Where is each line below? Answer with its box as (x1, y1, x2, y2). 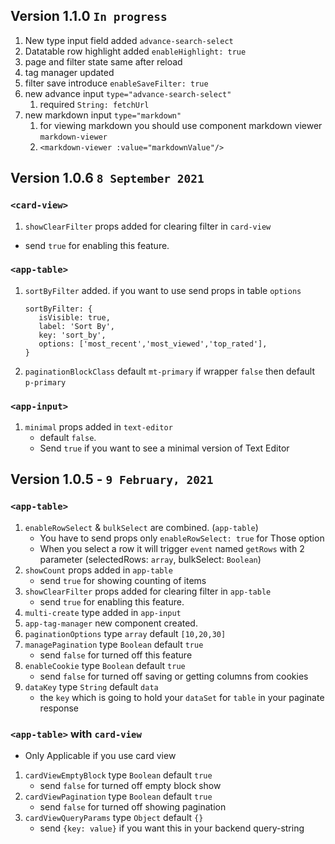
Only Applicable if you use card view (24, 750, 177, 762)
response (39, 702, 79, 714)
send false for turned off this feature (39, 649, 193, 661)
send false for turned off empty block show (39, 780, 222, 792)
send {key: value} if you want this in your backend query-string (39, 822, 305, 834)
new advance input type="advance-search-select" (24, 87, 232, 99)
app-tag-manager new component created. (24, 617, 198, 629)
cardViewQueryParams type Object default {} (24, 812, 204, 824)
